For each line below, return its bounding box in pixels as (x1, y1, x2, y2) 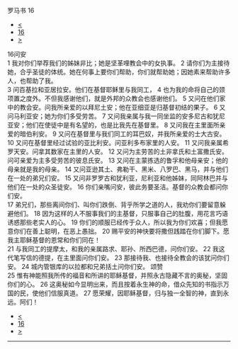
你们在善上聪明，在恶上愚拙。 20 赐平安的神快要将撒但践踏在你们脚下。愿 (13, 227, 230, 235)
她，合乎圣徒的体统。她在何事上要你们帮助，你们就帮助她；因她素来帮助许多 (7, 68, 231, 76)
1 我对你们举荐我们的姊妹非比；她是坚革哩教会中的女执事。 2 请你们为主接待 (7, 59, 230, 67)
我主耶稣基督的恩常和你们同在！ (7, 236, 101, 244)
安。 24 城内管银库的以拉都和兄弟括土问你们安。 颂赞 (7, 263, 164, 270)
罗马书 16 (7, 6, 35, 14)
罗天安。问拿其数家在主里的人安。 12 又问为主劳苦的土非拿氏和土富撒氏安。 (7, 147, 229, 156)
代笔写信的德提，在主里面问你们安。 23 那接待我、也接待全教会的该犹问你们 (7, 253, 230, 262)
